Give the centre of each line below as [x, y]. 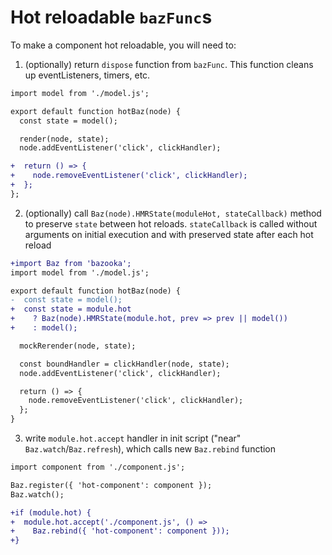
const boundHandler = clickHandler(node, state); [124, 364]
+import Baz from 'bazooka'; [71, 263]
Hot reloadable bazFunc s [111, 17]
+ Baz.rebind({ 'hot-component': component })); [120, 531]
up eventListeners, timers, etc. [87, 75]
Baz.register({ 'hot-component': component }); [111, 485]
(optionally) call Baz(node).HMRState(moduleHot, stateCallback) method [173, 213]
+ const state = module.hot [71, 309]
